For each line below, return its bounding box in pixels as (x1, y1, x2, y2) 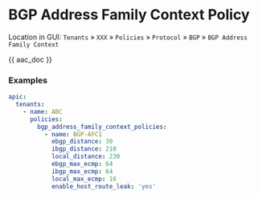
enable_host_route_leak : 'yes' (51, 182, 157, 190)
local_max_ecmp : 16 (51, 175, 117, 183)
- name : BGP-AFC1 (43, 130, 103, 138)
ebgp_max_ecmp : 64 (51, 160, 113, 168)
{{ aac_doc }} (8, 55, 52, 64)
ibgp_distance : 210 (51, 145, 117, 153)
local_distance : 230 (51, 152, 121, 161)
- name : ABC (23, 107, 63, 115)
